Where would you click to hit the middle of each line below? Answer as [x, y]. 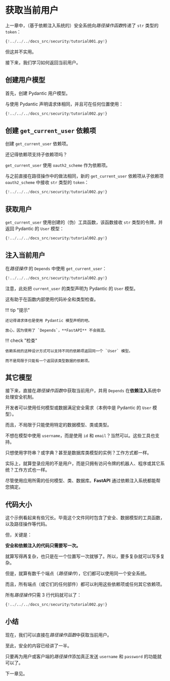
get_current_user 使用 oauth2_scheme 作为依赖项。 [58, 165]
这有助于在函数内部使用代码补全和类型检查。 [52, 299]
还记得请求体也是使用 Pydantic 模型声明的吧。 [49, 320]
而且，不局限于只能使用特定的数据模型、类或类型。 [58, 425]
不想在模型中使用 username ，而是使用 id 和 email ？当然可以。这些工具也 [80, 436]
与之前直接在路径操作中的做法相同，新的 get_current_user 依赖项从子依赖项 [84, 176]
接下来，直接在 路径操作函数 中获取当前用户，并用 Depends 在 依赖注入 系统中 [83, 390]
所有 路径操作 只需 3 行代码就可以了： [44, 595]
